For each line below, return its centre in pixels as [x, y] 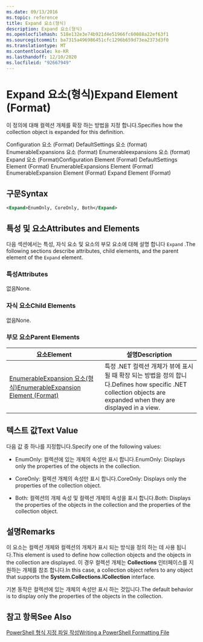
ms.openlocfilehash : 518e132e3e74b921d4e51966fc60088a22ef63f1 [88, 35]
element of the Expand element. [45, 257]
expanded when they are [140, 400]
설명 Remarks [31, 532]
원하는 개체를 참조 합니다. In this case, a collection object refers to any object [100, 570]
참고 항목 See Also [39, 617]
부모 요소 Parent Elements [43, 337]
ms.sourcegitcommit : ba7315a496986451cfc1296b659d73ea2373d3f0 [88, 40]
